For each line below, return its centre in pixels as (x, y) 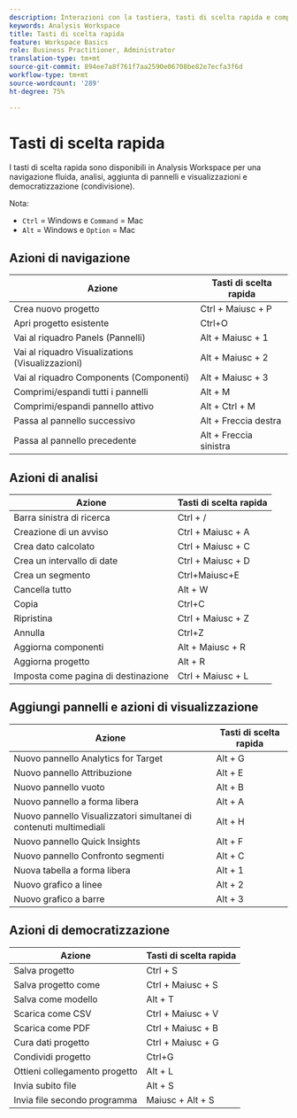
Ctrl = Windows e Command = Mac (83, 221)
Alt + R (191, 662)
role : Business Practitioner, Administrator (92, 50)
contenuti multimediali (60, 827)
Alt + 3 (230, 898)
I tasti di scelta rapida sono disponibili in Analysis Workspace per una (135, 167)
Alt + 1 (230, 870)
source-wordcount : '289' (55, 83)
